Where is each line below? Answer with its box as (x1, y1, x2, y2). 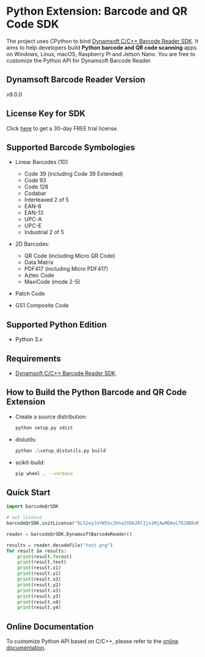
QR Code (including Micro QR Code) (24, 252, 116, 260)
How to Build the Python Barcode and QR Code (6, 387, 187, 398)
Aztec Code (24, 271, 54, 279)
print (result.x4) (17, 599, 62, 605)
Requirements (6, 353, 61, 364)
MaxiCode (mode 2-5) (24, 278, 81, 285)
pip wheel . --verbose (15, 470, 73, 476)
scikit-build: (15, 459, 45, 466)
